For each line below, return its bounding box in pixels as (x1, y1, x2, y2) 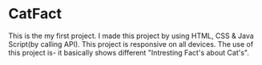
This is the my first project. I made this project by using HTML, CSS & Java (8, 31, 254, 40)
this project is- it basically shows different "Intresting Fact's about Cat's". (8, 48, 250, 57)
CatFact (8, 5, 62, 23)
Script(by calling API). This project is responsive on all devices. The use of (8, 39, 254, 48)
